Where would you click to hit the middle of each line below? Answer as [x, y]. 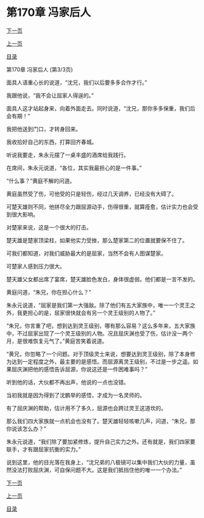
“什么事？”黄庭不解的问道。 [41, 181]
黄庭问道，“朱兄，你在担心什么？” [49, 292]
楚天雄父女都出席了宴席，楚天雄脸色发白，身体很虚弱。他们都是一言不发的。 [102, 279]
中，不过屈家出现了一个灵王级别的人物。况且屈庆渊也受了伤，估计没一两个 [100, 333]
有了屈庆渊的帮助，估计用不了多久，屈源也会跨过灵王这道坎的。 [86, 408]
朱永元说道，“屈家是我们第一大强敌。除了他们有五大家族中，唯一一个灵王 [98, 305]
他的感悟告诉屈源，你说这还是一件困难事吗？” [90, 369]
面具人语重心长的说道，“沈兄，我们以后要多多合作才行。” [77, 82]
